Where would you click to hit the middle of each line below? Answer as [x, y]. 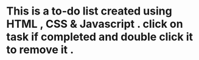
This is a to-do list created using [89, 11]
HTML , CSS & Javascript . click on [95, 24]
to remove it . [40, 50]
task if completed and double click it [100, 37]
